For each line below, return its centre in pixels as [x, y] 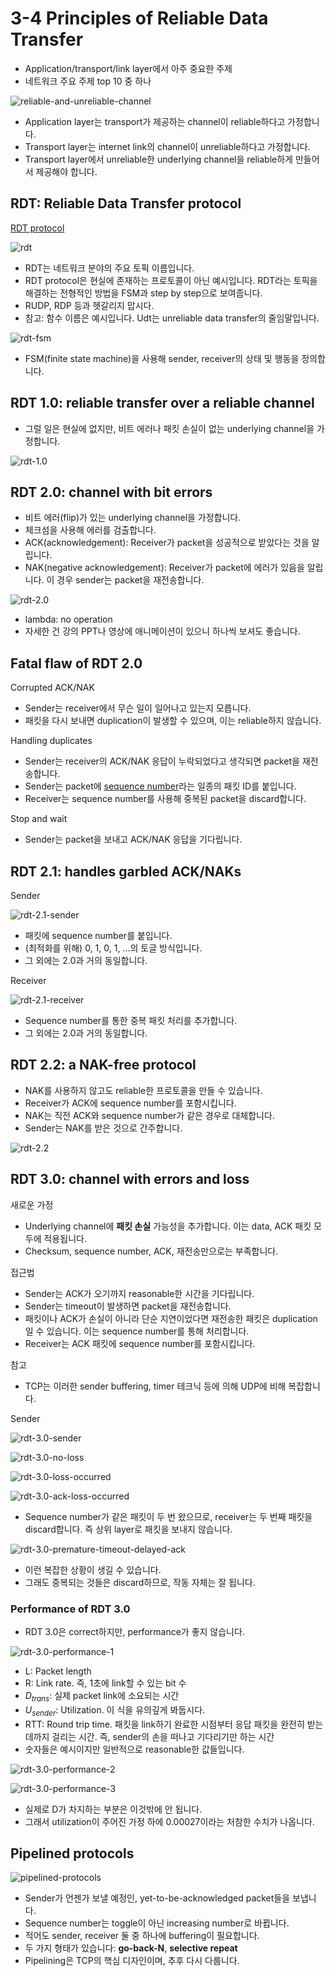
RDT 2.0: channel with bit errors [111, 492]
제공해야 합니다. [66, 171]
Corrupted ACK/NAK [52, 688]
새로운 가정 [32, 1204]
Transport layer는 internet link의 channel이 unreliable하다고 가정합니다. [167, 146]
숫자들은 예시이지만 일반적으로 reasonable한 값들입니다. [134, 1749]
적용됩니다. [65, 1238]
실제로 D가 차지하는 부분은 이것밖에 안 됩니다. [113, 1809]
